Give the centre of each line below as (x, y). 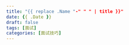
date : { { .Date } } (29, 17)
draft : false (22, 22)
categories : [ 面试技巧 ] (34, 33)
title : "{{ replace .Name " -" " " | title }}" (65, 11)
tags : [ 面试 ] (21, 28)
